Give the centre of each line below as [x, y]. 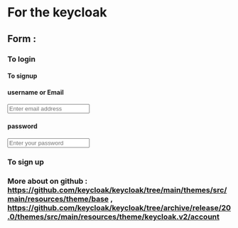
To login [21, 59]
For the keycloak [58, 12]
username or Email [36, 92]
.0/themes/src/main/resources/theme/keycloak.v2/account [114, 217]
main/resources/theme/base [58, 199]
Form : [22, 39]
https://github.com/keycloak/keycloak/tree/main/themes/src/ [117, 190]
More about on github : [47, 181]
